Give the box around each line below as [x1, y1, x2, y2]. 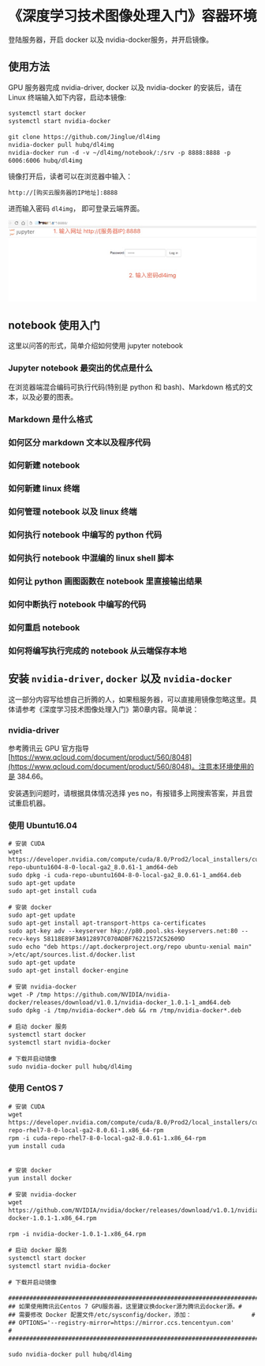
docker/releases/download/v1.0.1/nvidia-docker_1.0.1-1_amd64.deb [8, 999, 231, 1007]
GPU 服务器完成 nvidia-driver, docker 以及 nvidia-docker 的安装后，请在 [8, 82, 242, 92]
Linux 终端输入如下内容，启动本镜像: [8, 92, 127, 102]
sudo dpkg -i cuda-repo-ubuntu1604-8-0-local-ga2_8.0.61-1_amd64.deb [8, 872, 242, 880]
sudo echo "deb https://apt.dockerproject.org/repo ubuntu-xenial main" [8, 943, 252, 951]
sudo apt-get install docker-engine [8, 966, 129, 975]
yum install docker [8, 1174, 73, 1182]
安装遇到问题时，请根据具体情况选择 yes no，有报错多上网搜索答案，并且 [8, 788, 246, 797]
